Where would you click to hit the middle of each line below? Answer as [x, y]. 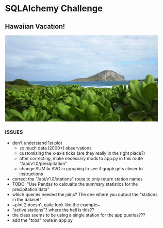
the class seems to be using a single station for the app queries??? [79, 215]
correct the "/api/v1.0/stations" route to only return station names [77, 179]
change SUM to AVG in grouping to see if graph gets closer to [81, 168]
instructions [31, 174]
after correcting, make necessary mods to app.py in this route [81, 158]
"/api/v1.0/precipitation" [43, 163]
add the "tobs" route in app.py [42, 220]
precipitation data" [31, 189]
